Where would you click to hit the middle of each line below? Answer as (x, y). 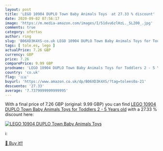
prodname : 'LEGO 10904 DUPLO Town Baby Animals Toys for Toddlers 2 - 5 (80, 68)
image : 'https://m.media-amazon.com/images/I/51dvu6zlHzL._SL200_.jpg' (79, 23)
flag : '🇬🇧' (17, 77)
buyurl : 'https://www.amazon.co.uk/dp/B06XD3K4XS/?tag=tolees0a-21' (76, 81)
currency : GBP (19, 54)
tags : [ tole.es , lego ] (30, 45)
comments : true (20, 28)
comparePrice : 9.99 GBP (29, 63)
